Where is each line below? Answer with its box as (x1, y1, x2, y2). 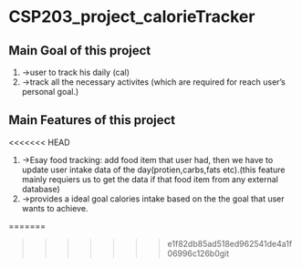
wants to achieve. (21, 202, 89, 213)
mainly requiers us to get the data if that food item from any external (21, 173, 279, 184)
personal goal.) (21, 87, 79, 97)
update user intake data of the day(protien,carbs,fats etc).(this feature (21, 164, 286, 175)
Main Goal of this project (8, 43, 151, 58)
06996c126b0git (167, 248, 230, 259)
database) (21, 183, 60, 194)
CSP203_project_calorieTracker (8, 6, 255, 27)
